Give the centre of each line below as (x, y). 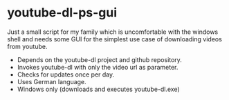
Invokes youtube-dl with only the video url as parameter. (98, 67)
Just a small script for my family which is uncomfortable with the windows (113, 32)
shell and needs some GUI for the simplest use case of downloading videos (115, 39)
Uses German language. (52, 81)
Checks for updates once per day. (66, 74)
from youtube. (27, 46)
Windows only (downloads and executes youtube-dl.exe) (98, 89)
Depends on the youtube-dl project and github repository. (99, 59)
